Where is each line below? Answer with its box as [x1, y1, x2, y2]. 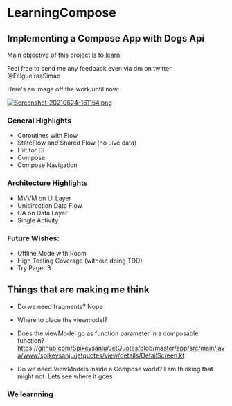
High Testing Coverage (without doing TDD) [17, 256, 143, 265]
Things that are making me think [7, 284, 150, 296]
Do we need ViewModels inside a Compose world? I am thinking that [17, 364, 213, 373]
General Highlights [7, 116, 71, 125]
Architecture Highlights [7, 178, 88, 188]
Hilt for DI [17, 146, 45, 155]
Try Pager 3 [17, 263, 51, 272]
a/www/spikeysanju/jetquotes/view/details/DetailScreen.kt [17, 351, 185, 360]
